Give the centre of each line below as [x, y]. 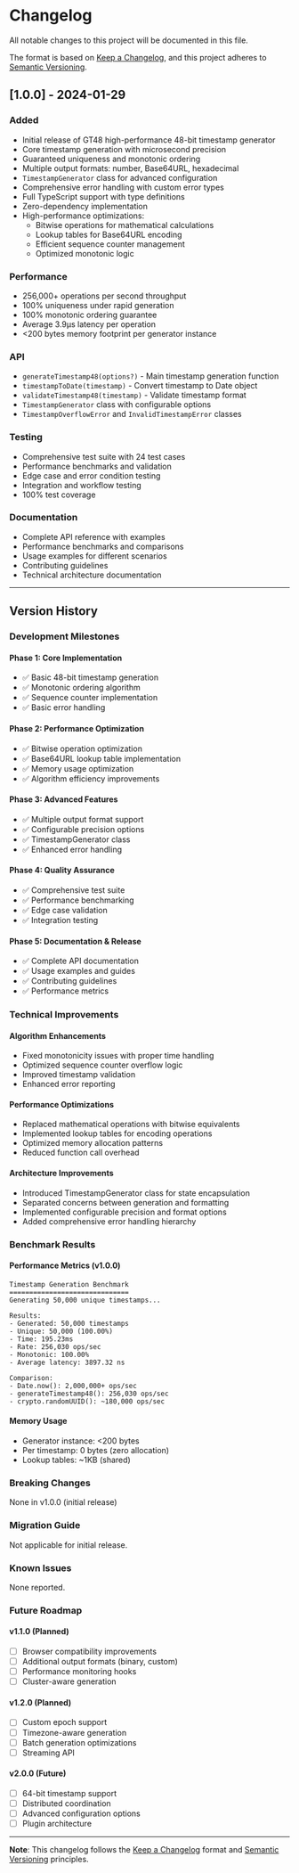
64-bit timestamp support [69, 1793]
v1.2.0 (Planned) [40, 1702]
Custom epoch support [65, 1722]
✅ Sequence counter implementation [90, 698]
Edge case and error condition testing [91, 475]
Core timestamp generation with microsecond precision [124, 149]
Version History [53, 611]
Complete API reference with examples [94, 536]
